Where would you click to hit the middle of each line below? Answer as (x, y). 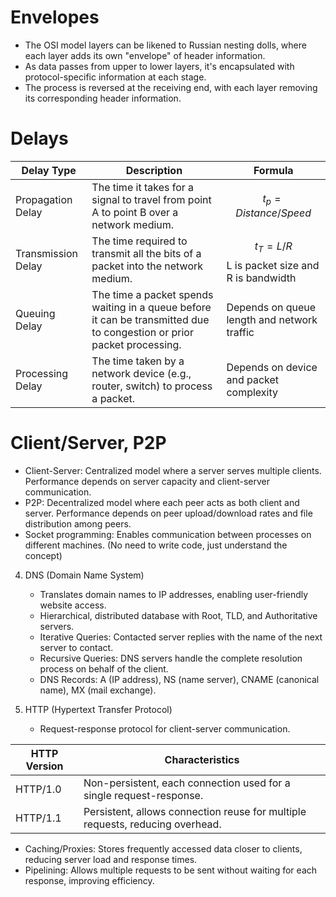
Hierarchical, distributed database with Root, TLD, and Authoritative (178, 615)
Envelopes (55, 17)
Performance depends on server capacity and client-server (147, 481)
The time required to (139, 241)
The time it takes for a (143, 187)
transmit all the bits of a (146, 253)
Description (154, 170)
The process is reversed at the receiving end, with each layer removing (171, 87)
